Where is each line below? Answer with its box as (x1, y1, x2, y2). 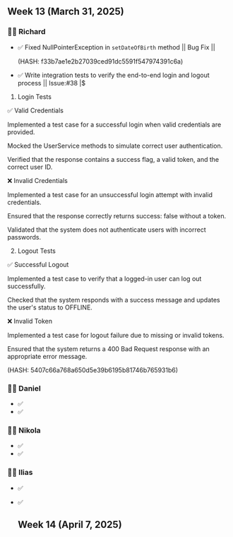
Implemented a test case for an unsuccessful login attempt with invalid (7, 190, 213, 199)
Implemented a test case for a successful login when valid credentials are (7, 120, 222, 129)
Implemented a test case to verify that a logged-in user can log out (7, 274, 202, 283)
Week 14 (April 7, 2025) (17, 519, 122, 531)
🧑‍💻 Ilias (7, 468, 33, 478)
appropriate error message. (7, 352, 88, 360)
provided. (7, 127, 35, 136)
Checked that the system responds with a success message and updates (7, 295, 220, 304)
